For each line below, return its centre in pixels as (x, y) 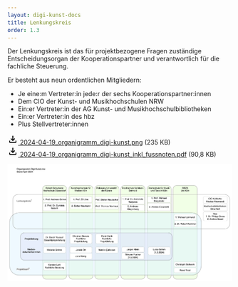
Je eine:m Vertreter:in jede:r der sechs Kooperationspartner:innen (114, 94)
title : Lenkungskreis (40, 22)
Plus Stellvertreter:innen (53, 124)
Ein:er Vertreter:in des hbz (56, 117)
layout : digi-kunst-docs (44, 15)
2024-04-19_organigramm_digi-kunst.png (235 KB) (95, 142)
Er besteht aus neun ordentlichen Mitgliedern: (74, 80)
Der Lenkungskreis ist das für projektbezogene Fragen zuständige (104, 51)
